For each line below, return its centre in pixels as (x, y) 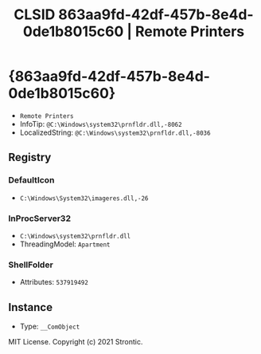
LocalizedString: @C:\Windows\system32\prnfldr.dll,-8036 (115, 132)
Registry (30, 157)
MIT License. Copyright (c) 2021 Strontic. (76, 342)
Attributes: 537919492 (54, 282)
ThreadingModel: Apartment (65, 244)
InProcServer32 (40, 218)
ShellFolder (31, 265)
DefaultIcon (31, 180)
